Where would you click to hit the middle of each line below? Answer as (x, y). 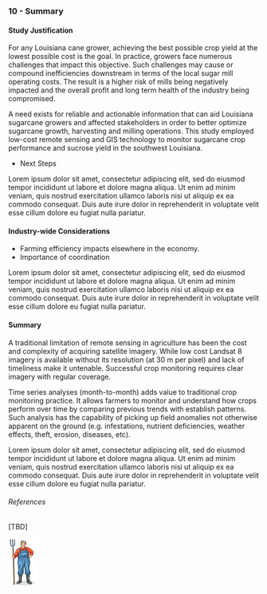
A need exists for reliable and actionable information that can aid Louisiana (131, 114)
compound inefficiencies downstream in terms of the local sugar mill (121, 73)
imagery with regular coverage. (60, 376)
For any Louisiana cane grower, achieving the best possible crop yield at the (133, 48)
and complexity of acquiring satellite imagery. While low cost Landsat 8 (125, 351)
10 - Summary (36, 11)
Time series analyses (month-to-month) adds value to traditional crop (123, 391)
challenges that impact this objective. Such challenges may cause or (121, 65)
